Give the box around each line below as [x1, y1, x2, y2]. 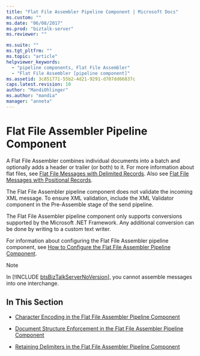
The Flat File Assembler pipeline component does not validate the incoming [6, 188, 193, 195]
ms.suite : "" [6, 42, 39, 48]
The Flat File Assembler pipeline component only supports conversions [6, 212, 183, 220]
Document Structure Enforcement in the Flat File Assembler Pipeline [14, 325, 184, 332]
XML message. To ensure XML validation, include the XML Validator [6, 194, 174, 202]
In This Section [6, 297, 64, 308]
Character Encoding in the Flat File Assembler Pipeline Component [14, 313, 180, 320]
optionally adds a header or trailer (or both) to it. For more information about [6, 164, 195, 171]
